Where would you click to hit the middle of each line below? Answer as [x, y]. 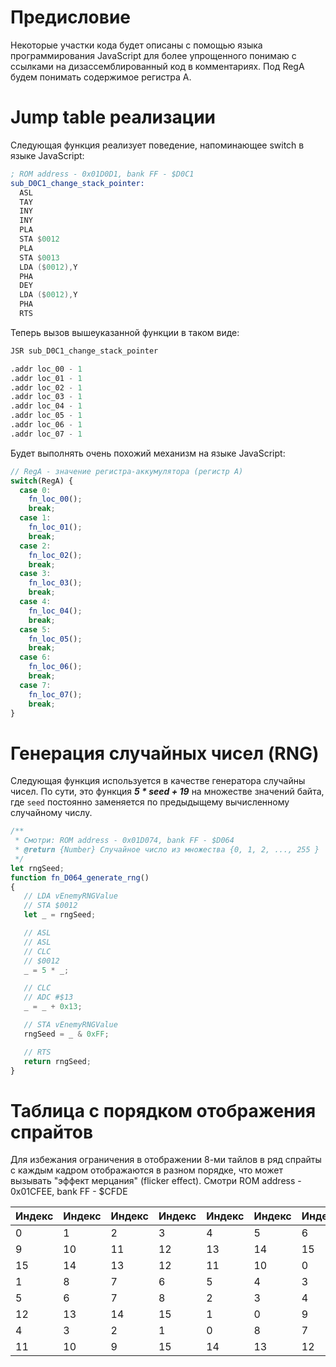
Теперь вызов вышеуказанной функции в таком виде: [125, 332]
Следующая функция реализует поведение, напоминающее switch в [157, 145]
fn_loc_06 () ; [55, 667]
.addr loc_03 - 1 [46, 397]
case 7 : [35, 685]
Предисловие [70, 17]
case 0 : [35, 490]
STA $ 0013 [39, 257]
